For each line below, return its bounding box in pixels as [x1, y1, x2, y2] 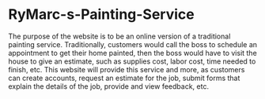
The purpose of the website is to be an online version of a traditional [8, 31, 231, 41]
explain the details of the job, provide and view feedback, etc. [8, 81, 210, 91]
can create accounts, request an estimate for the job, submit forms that [8, 73, 240, 82]
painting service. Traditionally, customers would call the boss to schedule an [8, 39, 258, 49]
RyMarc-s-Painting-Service [8, 5, 195, 24]
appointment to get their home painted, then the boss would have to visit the [8, 48, 257, 57]
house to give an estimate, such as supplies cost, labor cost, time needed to [8, 57, 256, 66]
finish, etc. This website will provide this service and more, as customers [8, 64, 245, 74]
